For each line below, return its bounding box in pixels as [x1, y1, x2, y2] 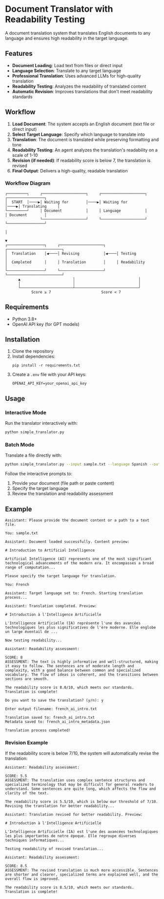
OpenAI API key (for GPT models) [12, 321, 80, 327]
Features [5, 49, 33, 58]
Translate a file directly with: [5, 452, 62, 459]
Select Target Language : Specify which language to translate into [12, 131, 145, 137]
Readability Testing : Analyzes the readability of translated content [12, 83, 146, 89]
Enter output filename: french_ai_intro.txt [5, 706, 97, 711]
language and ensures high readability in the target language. [5, 35, 129, 41]
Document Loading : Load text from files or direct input [12, 62, 123, 68]
